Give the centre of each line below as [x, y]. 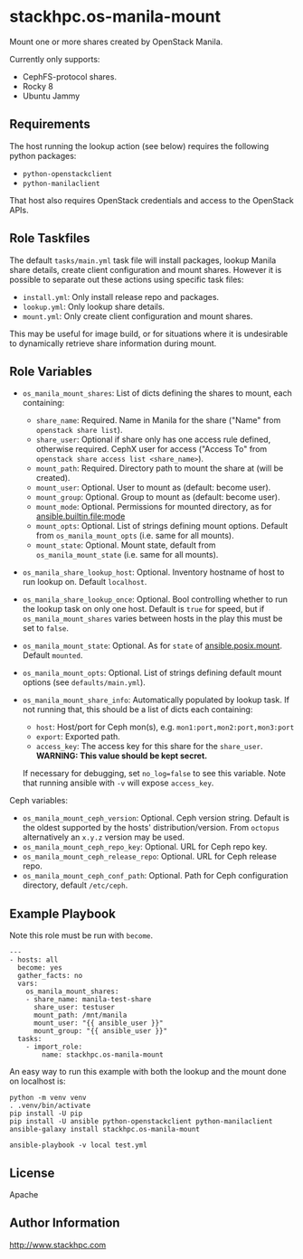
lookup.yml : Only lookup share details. [94, 306]
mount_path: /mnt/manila [80, 1015]
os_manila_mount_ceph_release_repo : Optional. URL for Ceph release [150, 857]
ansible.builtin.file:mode [80, 516]
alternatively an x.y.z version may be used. [104, 837]
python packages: [43, 155]
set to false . [46, 628]
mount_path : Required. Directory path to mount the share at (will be [160, 468]
